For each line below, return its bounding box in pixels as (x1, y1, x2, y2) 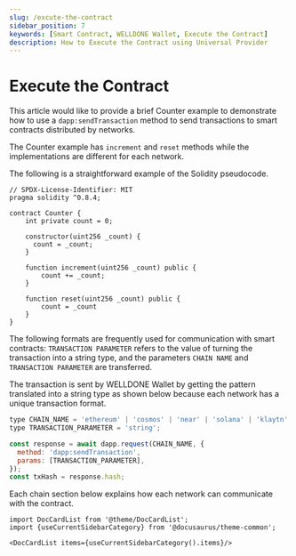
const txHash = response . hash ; (9, 472, 125, 481)
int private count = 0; (25, 217, 114, 226)
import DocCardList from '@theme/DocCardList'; (9, 515, 189, 525)
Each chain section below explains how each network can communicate (9, 488, 274, 499)
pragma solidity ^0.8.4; (9, 193, 101, 203)
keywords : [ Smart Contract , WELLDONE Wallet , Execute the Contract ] (9, 29, 268, 38)
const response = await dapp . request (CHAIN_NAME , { (9, 439, 204, 448)
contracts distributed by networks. (9, 125, 136, 135)
